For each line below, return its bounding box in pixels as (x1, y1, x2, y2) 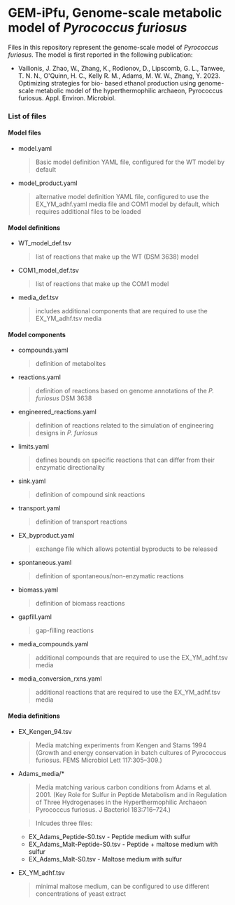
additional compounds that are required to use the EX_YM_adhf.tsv (35, 653, 228, 662)
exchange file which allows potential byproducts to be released (35, 545, 218, 553)
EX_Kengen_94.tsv (17, 727, 72, 735)
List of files (8, 111, 47, 121)
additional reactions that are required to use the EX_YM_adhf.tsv (35, 688, 221, 697)
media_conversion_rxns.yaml (17, 674, 102, 683)
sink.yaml (17, 477, 46, 485)
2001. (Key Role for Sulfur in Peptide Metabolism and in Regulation (35, 790, 227, 798)
